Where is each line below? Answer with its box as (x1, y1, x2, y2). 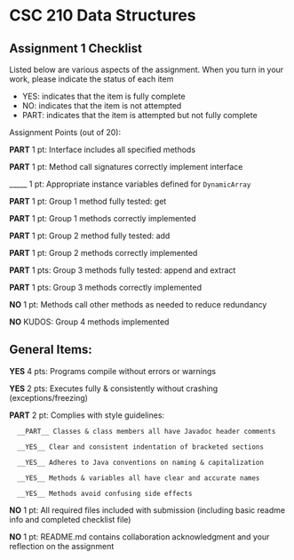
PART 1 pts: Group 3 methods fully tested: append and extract (9, 265, 236, 276)
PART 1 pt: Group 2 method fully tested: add (9, 230, 171, 241)
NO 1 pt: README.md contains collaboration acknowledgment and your (9, 531, 270, 542)
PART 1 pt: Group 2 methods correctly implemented (9, 248, 198, 258)
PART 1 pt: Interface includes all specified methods (9, 144, 196, 155)
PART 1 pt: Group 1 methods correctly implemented (9, 213, 197, 223)
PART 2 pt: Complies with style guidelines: (9, 410, 165, 420)
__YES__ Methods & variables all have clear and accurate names (17, 473, 260, 483)
